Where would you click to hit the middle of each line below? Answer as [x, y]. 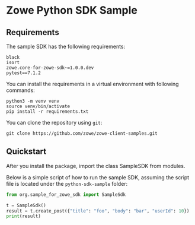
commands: [21, 90]
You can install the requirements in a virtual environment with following [92, 84]
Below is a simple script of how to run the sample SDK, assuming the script [98, 177]
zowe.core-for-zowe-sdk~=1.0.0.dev [50, 68]
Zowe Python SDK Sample [72, 10]
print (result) [24, 216]
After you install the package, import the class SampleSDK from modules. [96, 166]
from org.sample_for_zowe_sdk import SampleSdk [66, 194]
